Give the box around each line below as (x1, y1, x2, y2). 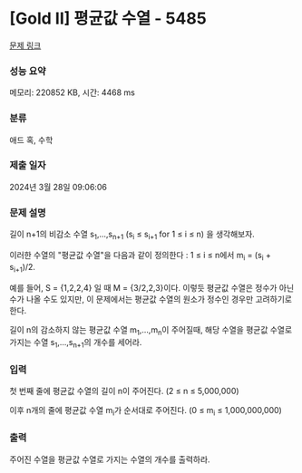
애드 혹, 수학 (9, 134, 54, 145)
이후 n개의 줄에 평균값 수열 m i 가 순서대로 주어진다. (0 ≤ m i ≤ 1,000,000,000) (9, 405, 283, 418)
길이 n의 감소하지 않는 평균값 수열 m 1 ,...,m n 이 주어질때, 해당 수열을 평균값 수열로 (9, 323, 293, 337)
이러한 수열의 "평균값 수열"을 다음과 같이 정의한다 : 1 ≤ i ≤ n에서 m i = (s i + (9, 249, 272, 263)
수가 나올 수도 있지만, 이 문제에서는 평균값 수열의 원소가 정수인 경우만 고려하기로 (9, 294, 293, 304)
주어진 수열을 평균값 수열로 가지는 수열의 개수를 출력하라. (9, 454, 210, 465)
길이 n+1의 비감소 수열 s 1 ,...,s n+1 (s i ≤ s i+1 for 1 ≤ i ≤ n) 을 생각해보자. (9, 228, 256, 241)
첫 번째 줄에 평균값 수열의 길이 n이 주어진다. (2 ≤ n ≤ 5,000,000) (9, 386, 239, 397)
